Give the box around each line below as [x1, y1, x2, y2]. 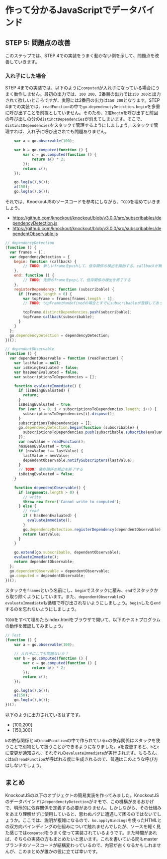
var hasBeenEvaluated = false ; [14, 370, 79, 375]
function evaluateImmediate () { [14, 383, 81, 388]
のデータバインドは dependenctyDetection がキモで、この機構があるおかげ [5, 799, 154, 805]
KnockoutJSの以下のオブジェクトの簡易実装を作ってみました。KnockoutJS [5, 792, 159, 799]
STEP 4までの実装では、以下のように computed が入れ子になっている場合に [5, 85, 156, 91]
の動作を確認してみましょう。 [5, 623, 66, 629]
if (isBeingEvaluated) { [18, 388, 70, 393]
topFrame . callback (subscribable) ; [23, 314, 94, 319]
